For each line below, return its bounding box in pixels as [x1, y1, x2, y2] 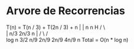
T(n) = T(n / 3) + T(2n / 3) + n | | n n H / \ [6, 24, 105, 31]
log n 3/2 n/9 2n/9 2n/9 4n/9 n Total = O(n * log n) [6, 36, 129, 43]
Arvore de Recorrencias [6, 4, 125, 18]
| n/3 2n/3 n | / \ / [6, 30, 48, 37]
